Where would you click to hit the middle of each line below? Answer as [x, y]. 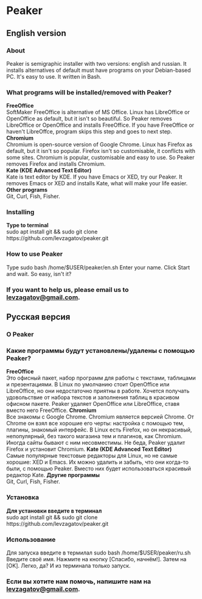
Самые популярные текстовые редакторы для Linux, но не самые [92, 456]
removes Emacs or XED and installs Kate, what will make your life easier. [97, 183]
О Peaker [20, 334]
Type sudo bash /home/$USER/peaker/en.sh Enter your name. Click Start [98, 267]
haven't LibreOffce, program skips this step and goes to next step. [89, 132]
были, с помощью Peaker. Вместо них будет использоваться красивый [99, 469]
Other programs [27, 190]
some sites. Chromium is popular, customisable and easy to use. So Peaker [100, 158]
